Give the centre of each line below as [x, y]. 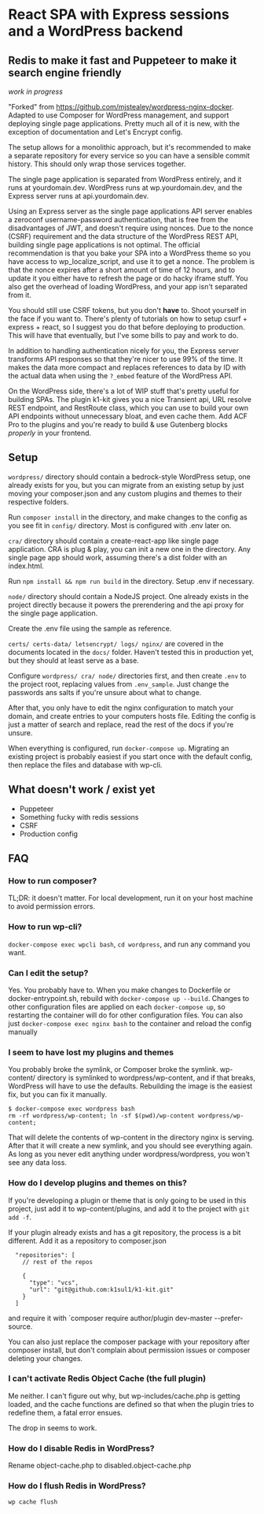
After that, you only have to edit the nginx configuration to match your [121, 708]
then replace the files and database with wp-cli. [85, 764]
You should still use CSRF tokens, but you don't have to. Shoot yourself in [127, 310]
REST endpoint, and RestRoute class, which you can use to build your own [128, 408]
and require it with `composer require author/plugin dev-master [110, 1318]
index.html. [26, 566]
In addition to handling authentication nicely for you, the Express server [124, 351]
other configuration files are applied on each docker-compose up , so [117, 1006]
